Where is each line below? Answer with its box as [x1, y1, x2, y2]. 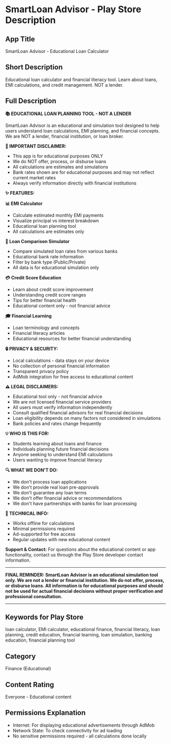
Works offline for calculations [12, 520, 75, 526]
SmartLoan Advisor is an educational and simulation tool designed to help [5, 122, 160, 128]
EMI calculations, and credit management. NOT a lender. [5, 82, 124, 88]
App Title [5, 35, 35, 43]
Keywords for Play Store [5, 613, 84, 622]
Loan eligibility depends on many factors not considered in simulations [12, 415, 161, 421]
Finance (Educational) [5, 666, 51, 672]
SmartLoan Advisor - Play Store [5, 4, 141, 15]
